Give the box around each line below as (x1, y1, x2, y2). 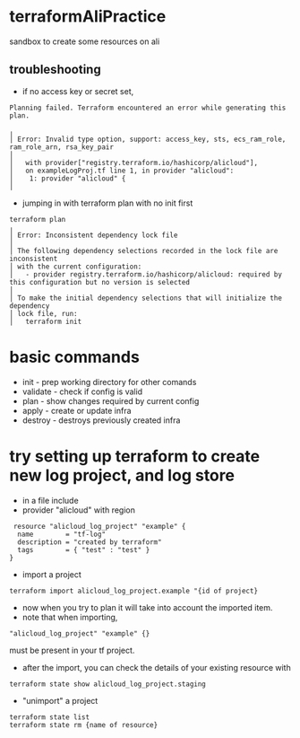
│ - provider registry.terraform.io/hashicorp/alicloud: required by (9, 269, 282, 279)
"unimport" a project (21, 695, 99, 706)
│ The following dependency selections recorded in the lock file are (9, 246, 279, 255)
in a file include (21, 495, 79, 505)
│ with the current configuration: (9, 262, 142, 271)
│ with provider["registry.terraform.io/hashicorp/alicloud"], (9, 158, 258, 167)
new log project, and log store (9, 465, 236, 486)
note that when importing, (21, 611, 118, 622)
